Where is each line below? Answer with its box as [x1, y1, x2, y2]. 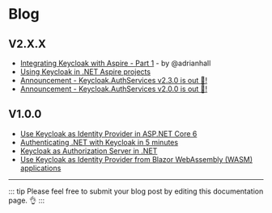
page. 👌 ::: [8, 195, 45, 205]
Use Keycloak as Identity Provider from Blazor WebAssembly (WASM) [19, 154, 253, 164]
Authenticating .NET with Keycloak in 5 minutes [19, 137, 179, 147]
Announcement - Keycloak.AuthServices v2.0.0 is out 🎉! [19, 84, 208, 94]
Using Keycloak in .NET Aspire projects [19, 67, 151, 77]
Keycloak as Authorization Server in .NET [19, 146, 158, 156]
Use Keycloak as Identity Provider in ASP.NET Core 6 [19, 128, 198, 138]
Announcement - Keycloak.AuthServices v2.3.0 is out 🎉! [19, 76, 208, 85]
